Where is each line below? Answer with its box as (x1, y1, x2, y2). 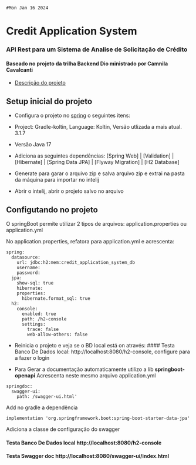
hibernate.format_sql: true (21, 295, 91, 302)
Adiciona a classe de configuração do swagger (6, 426, 120, 433)
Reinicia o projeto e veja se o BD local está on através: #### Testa (14, 342, 175, 349)
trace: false (27, 326, 59, 332)
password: (16, 270, 41, 276)
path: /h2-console (21, 316, 67, 322)
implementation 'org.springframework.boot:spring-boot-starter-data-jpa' (6, 415, 191, 421)
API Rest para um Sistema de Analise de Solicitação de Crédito (6, 45, 188, 53)
